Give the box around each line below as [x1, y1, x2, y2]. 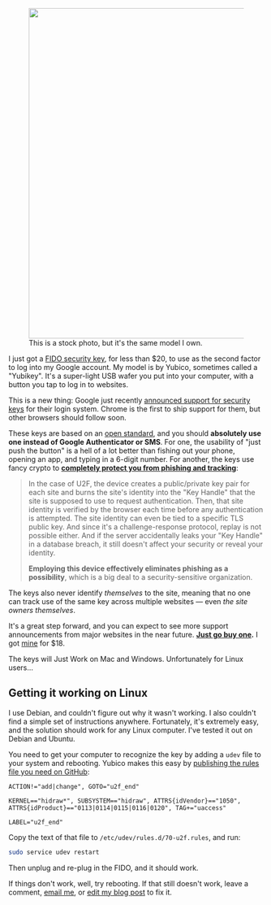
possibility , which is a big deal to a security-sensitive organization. [28, 572, 253, 581]
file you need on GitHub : [8, 767, 90, 777]
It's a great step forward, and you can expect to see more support [8, 621, 229, 630]
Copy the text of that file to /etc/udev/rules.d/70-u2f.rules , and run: [8, 832, 241, 842]
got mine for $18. [8, 638, 65, 648]
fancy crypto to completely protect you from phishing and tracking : [8, 463, 239, 472]
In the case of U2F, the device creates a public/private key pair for [28, 479, 250, 488]
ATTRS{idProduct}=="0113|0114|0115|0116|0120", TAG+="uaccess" [8, 803, 227, 812]
